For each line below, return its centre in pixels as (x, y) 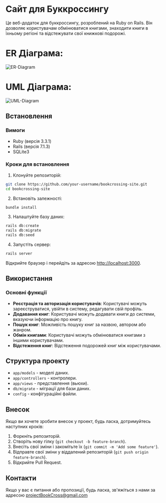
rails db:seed (20, 235)
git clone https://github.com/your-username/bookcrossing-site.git (77, 184)
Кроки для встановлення (38, 164)
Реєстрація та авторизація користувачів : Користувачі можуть (80, 303)
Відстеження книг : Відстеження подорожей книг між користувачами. (87, 345)
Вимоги (15, 131)
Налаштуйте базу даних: (39, 217)
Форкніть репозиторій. (37, 436)
